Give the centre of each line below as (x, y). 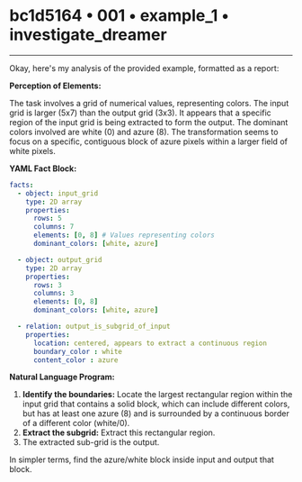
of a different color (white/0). (76, 423)
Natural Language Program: (62, 377)
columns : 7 (53, 227)
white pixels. (32, 150)
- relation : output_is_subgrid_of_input (94, 327)
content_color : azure (75, 360)
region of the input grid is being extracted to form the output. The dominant (149, 122)
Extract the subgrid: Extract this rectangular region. (119, 432)
